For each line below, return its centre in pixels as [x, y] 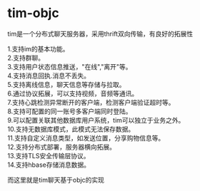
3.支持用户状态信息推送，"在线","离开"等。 [70, 66]
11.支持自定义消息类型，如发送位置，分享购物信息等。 [86, 138]
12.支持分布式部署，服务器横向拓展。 [62, 147]
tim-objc [33, 13]
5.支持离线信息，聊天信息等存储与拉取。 [66, 84]
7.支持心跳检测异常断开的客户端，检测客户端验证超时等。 [91, 102]
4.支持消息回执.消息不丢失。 [49, 76]
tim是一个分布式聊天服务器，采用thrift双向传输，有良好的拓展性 [100, 33]
